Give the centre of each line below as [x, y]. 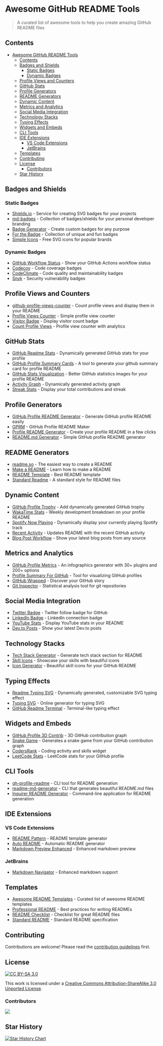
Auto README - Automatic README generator [59, 844]
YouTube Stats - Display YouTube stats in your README [68, 623]
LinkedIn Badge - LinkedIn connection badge [57, 618]
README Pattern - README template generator [60, 838]
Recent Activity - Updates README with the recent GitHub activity [78, 533]
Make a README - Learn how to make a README [62, 469]
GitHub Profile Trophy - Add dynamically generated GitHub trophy [78, 507]
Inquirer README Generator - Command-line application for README [81, 794]
